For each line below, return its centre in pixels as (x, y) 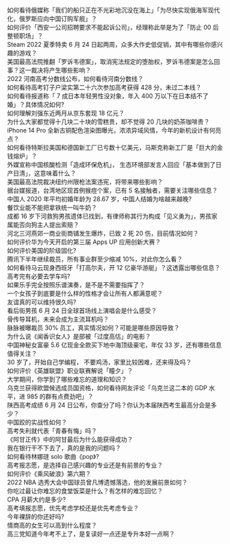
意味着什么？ (58, 173)
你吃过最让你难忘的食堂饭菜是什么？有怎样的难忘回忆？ (85, 491)
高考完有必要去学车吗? (39, 276)
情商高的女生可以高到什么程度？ (52, 525)
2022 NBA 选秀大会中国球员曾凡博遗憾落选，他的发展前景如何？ (98, 482)
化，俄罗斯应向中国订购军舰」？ (52, 19)
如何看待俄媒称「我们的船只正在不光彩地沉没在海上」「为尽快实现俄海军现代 (114, 10)
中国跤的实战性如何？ (37, 422)
